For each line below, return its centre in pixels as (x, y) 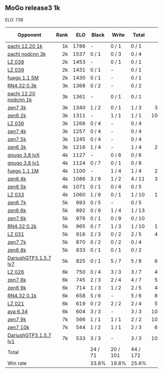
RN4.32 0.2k (22, 226)
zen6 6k (17, 210)
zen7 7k (17, 242)
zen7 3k (17, 108)
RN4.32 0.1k (22, 296)
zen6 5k (17, 186)
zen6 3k (17, 147)
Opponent (29, 35)
